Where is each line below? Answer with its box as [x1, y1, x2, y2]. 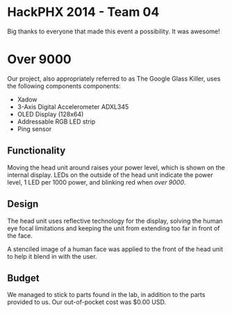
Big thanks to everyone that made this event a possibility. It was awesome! [7, 27, 220, 35]
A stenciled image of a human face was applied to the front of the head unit [7, 244, 224, 253]
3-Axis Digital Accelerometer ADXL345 [17, 102, 129, 111]
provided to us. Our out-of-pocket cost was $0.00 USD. [7, 298, 167, 306]
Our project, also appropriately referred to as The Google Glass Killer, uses [7, 74, 221, 83]
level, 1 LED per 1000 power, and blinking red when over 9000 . [7, 178, 186, 186]
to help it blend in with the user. [7, 252, 97, 260]
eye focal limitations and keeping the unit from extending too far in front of [7, 223, 220, 232]
